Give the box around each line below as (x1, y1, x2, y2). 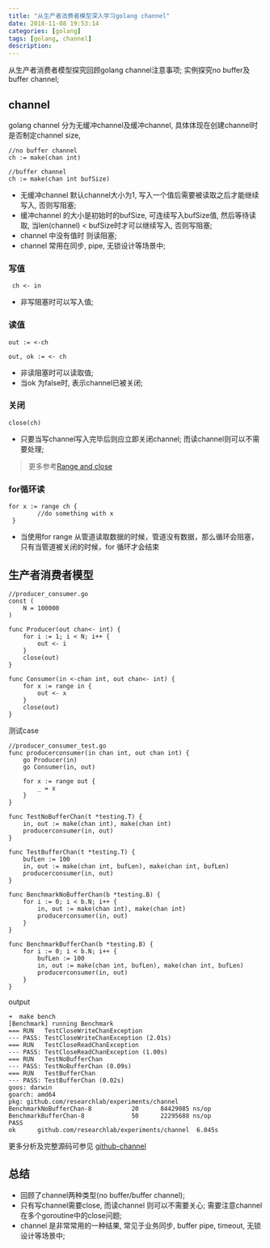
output (8, 997, 31, 1007)
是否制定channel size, (8, 130, 81, 140)
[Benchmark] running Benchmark (8, 1020, 114, 1028)
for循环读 (8, 483, 45, 495)
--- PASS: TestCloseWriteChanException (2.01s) (8, 1033, 172, 1041)
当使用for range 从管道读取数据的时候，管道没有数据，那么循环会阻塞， (19, 532, 259, 542)
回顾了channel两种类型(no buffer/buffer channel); (19, 1190, 186, 1199)
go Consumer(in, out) (23, 763, 95, 771)
